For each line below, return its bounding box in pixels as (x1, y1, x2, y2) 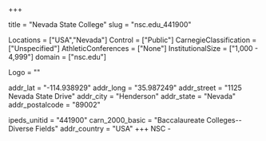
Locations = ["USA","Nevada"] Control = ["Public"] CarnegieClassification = (8, 35, 257, 45)
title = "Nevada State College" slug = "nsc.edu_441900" (8, 20, 192, 29)
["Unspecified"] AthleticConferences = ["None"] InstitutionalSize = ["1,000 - (8, 44, 259, 53)
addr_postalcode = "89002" (8, 100, 101, 109)
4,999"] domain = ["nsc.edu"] (8, 53, 106, 61)
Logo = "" (8, 68, 41, 76)
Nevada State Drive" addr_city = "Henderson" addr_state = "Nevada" (8, 92, 236, 100)
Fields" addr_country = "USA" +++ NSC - (35, 124, 172, 133)
